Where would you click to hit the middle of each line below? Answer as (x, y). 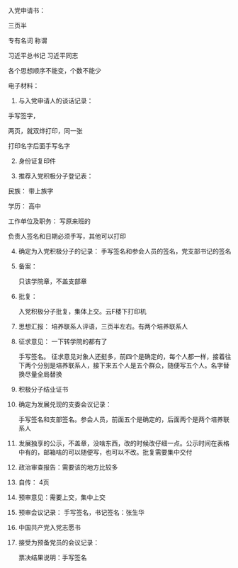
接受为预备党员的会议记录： (59, 543)
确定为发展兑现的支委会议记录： (65, 404)
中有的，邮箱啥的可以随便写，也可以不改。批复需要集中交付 (105, 452)
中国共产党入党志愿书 (49, 527)
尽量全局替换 (43, 374)
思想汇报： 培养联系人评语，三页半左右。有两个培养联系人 (103, 326)
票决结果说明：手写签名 (52, 557)
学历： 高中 (24, 206)
